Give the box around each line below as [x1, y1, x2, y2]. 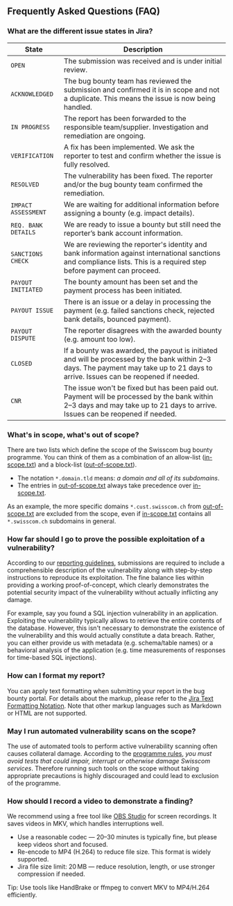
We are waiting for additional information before [63, 200, 220, 209]
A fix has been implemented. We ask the [63, 142, 195, 152]
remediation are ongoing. [63, 131, 146, 140]
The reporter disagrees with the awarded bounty [63, 325, 222, 335]
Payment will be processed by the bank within [63, 391, 214, 401]
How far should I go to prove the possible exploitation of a [7, 534, 205, 544]
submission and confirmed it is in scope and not [63, 85, 220, 95]
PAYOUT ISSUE [10, 306, 54, 314]
